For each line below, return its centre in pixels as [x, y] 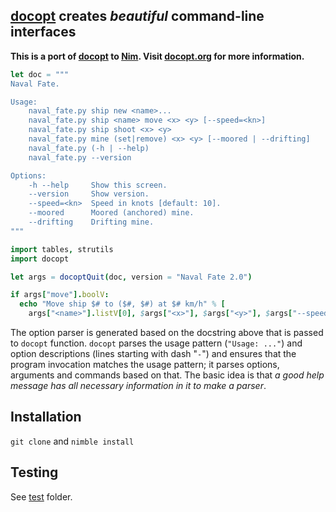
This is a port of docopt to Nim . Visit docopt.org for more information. [157, 56]
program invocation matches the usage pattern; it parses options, [145, 365]
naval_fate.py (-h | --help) [89, 148]
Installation [46, 417]
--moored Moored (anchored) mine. [111, 213]
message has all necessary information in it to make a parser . [138, 386]
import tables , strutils [62, 249]
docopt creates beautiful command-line [137, 16]
